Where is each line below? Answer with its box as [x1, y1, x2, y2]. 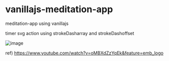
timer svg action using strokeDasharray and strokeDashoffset [5, 30, 134, 36]
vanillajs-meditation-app [5, 4, 113, 15]
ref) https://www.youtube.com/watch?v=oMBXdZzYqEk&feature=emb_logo [5, 50, 164, 56]
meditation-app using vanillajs [5, 20, 69, 26]
